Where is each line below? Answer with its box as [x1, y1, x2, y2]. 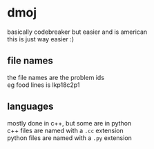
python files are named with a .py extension [7, 133, 133, 142]
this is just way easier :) [7, 34, 75, 43]
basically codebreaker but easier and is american [7, 28, 148, 36]
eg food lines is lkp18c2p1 [7, 81, 80, 89]
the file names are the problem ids [7, 73, 105, 81]
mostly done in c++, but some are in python [7, 119, 132, 127]
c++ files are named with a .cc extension [7, 126, 124, 135]
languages [7, 101, 54, 112]
